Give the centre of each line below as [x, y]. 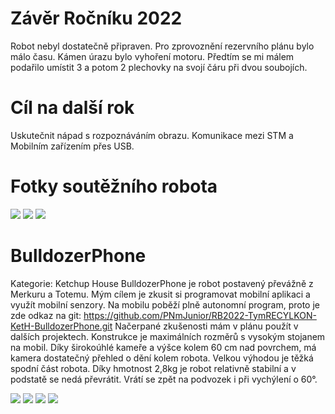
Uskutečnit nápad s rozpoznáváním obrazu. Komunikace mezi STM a [152, 135]
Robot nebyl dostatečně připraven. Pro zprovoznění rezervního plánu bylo [162, 46]
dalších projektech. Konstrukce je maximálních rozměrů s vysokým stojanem [168, 336]
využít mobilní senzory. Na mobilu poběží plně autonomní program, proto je [165, 304]
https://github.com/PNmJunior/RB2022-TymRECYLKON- [200, 315]
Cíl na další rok [72, 108]
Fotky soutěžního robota [114, 186]
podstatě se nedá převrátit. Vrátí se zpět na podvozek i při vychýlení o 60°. [164, 379]
